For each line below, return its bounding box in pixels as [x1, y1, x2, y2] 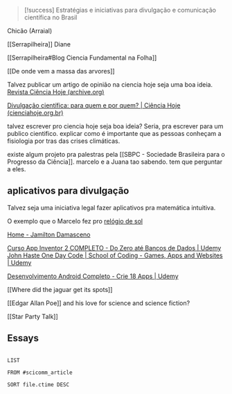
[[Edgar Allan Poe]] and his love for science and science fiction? [7, 298, 190, 307]
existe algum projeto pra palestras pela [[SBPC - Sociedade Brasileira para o [7, 151, 225, 158]
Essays [7, 332, 39, 344]
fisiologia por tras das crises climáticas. [7, 137, 121, 145]
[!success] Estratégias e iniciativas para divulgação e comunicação [24, 6, 217, 14]
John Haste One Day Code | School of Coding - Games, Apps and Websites [7, 251, 223, 259]
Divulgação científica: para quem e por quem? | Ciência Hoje [7, 101, 181, 110]
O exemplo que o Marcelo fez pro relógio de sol [7, 216, 143, 225]
